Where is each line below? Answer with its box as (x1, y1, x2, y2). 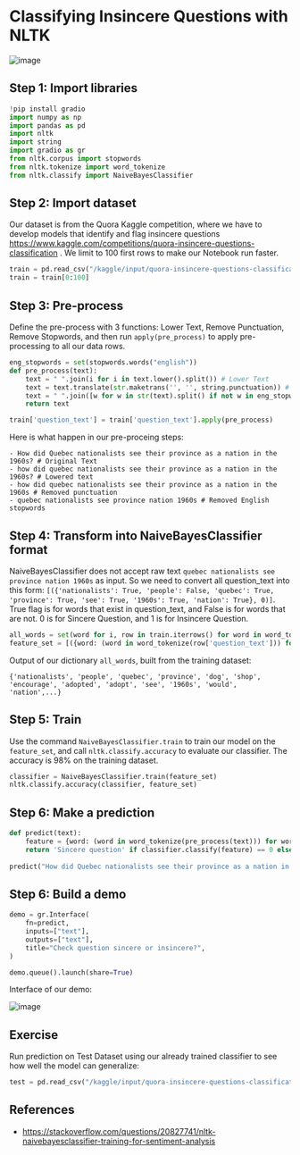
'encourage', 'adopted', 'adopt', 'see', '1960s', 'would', (9, 680, 238, 689)
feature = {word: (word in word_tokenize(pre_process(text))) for (25, 837, 278, 846)
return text (25, 399, 70, 408)
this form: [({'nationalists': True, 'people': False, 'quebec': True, (9, 584, 275, 595)
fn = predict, (25, 918, 70, 928)
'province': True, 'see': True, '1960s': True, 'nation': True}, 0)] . (9, 594, 276, 605)
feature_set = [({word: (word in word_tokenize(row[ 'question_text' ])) (9, 639, 281, 648)
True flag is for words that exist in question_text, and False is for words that (9, 603, 286, 614)
